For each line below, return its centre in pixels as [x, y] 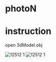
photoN [21, 9]
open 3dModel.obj [24, 45]
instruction [28, 31]
